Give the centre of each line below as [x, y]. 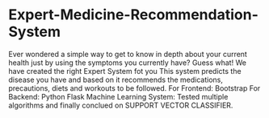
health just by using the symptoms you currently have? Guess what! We [127, 63]
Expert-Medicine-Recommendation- [133, 15]
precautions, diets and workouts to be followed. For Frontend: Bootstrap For [134, 88]
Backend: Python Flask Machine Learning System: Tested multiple [118, 96]
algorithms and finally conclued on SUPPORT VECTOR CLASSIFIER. [121, 105]
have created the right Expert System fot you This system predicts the [125, 71]
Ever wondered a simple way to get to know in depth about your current [128, 54]
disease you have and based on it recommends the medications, [116, 79]
